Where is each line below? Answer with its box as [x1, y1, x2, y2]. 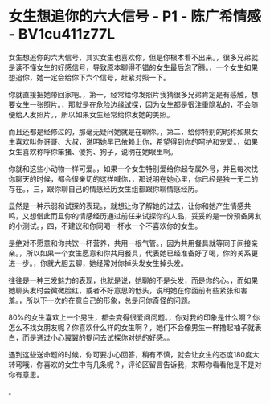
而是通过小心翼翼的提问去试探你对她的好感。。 [22, 333, 174, 342]
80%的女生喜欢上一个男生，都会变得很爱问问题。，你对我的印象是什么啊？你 [8, 312, 260, 322]
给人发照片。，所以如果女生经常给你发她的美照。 [14, 109, 174, 119]
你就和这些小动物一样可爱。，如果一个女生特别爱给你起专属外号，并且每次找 [8, 164, 259, 173]
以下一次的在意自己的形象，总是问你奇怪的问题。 [32, 295, 195, 305]
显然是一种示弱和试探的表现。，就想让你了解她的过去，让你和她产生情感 [8, 201, 244, 210]
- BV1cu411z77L [8, 25, 116, 43]
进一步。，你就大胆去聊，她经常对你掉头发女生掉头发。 [8, 258, 188, 267]
